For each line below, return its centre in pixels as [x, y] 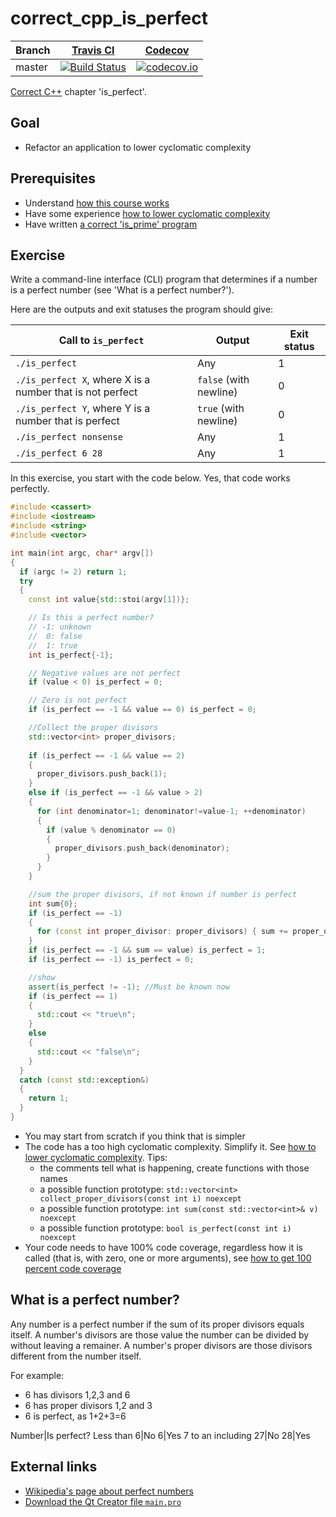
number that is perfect [67, 421]
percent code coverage [73, 1268]
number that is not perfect [76, 392]
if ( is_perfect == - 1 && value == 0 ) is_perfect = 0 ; [142, 710]
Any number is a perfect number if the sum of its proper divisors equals [157, 1324]
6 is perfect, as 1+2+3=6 [75, 1416]
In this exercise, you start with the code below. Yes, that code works [150, 478]
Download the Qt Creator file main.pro [103, 1501]
